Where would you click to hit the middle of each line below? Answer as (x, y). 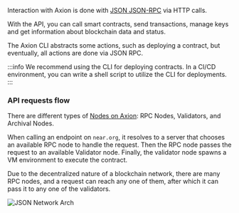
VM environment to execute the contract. (68, 160)
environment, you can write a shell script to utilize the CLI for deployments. (117, 74)
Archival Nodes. (31, 123)
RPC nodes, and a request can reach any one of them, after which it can (113, 182)
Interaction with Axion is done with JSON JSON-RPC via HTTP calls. (107, 10)
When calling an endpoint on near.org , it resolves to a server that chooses (116, 137)
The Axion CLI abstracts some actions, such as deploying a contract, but (114, 45)
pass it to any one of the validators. (59, 189)
